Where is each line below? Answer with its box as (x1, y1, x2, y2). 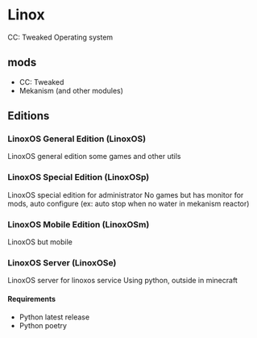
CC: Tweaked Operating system (7, 32, 114, 42)
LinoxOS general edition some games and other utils (7, 152, 181, 161)
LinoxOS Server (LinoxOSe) (7, 257, 117, 268)
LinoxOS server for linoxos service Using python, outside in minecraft (7, 276, 238, 286)
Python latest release (19, 312, 90, 322)
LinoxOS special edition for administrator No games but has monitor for (7, 190, 244, 199)
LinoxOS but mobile (7, 237, 73, 247)
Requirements (7, 294, 56, 303)
